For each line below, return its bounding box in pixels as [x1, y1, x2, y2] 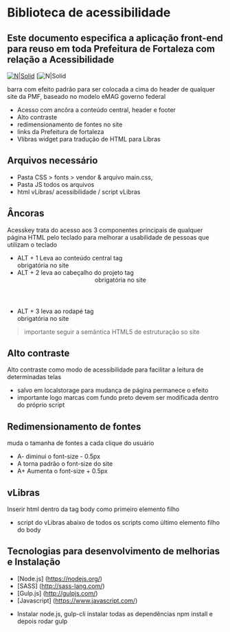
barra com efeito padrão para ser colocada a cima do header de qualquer [7, 85, 216, 93]
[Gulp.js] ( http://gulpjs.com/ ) [16, 589, 98, 597]
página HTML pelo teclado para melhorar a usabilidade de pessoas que [7, 233, 209, 241]
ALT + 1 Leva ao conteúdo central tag [16, 253, 123, 262]
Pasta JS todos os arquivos [16, 180, 95, 188]
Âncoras [7, 207, 45, 219]
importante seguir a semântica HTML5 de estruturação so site [23, 328, 200, 336]
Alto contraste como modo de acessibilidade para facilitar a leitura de [7, 365, 204, 374]
